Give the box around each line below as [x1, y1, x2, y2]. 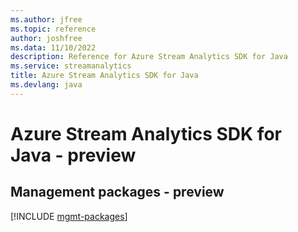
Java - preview [10, 144, 137, 166]
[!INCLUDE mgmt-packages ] [10, 210, 128, 222]
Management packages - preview [10, 184, 225, 201]
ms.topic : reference [10, 24, 97, 34]
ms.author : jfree [10, 14, 83, 25]
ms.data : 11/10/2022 [10, 42, 97, 53]
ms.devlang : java [10, 80, 83, 90]
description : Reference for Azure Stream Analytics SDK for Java [10, 52, 288, 62]
